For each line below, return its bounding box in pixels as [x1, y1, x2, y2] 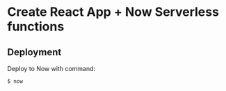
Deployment [7, 46, 62, 58]
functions [7, 19, 65, 34]
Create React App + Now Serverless [7, 4, 219, 20]
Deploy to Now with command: [7, 65, 96, 72]
